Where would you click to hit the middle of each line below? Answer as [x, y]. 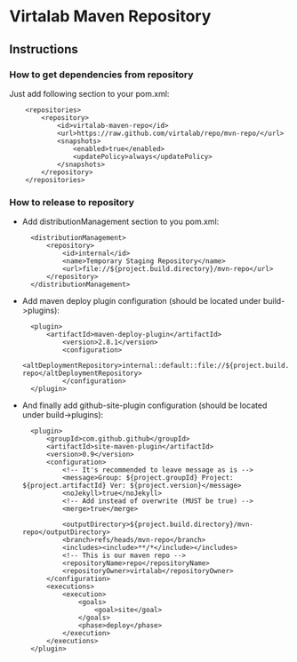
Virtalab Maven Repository [110, 16]
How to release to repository [72, 202]
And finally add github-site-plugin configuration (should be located [144, 405]
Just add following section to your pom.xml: [89, 93]
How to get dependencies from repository [101, 75]
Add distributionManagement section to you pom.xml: [120, 222]
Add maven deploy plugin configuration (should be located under [141, 301]
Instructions [44, 49]
